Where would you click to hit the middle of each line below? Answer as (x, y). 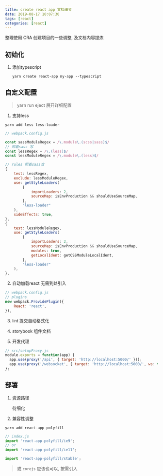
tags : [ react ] (19, 19)
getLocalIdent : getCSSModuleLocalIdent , (72, 255)
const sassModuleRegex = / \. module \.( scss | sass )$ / (57, 142)
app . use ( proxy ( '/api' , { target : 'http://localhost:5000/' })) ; (76, 360)
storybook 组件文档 (31, 331)
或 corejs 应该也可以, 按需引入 (47, 469)
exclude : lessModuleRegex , (41, 178)
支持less (20, 116)
